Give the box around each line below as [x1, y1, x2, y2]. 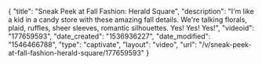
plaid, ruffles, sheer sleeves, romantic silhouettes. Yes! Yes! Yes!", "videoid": [8, 23, 255, 32]
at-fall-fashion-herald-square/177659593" [8, 49, 145, 57]
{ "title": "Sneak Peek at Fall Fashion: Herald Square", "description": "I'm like [8, 7, 255, 16]
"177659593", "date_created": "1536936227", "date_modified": [8, 31, 211, 41]
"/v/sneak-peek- [198, 40, 253, 49]
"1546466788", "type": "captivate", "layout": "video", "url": [8, 40, 198, 49]
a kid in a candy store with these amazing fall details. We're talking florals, [8, 15, 247, 24]
